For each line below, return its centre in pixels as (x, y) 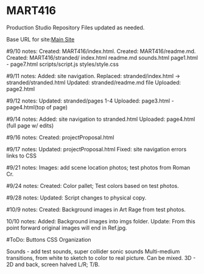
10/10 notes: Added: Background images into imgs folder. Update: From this (101, 221)
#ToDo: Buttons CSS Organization (49, 239)
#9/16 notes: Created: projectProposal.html (60, 137)
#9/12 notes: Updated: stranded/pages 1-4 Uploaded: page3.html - (90, 101)
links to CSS (22, 156)
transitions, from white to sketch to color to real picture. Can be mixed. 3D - (101, 258)
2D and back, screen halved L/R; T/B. (53, 264)
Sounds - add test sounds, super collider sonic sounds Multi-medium (93, 251)
